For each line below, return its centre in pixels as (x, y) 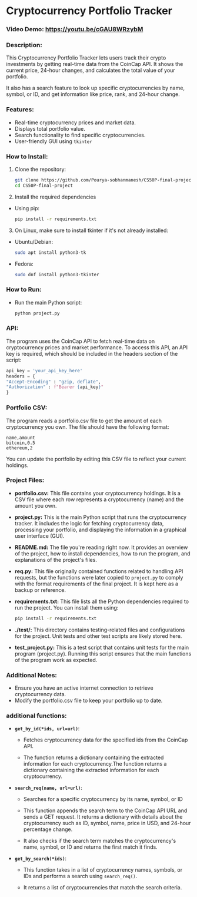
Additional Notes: (32, 675)
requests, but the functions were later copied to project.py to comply (99, 577)
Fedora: (24, 264)
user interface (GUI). (39, 536)
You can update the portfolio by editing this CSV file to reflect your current (96, 459)
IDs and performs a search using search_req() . (80, 876)
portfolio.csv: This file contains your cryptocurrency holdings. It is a (98, 493)
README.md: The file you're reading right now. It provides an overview (101, 547)
